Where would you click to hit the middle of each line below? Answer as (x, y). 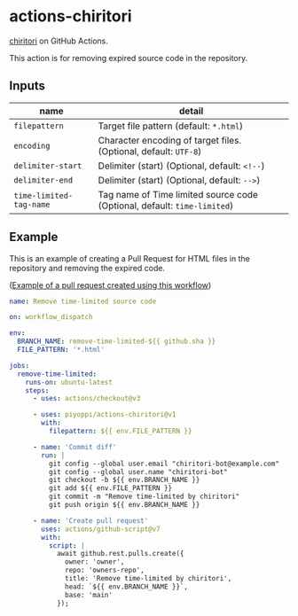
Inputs (27, 86)
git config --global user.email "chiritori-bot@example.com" (164, 464)
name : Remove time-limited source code (83, 301)
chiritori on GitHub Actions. (59, 41)
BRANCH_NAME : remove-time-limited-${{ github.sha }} (117, 342)
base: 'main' (89, 595)
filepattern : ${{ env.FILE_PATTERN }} (120, 432)
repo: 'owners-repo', (105, 570)
